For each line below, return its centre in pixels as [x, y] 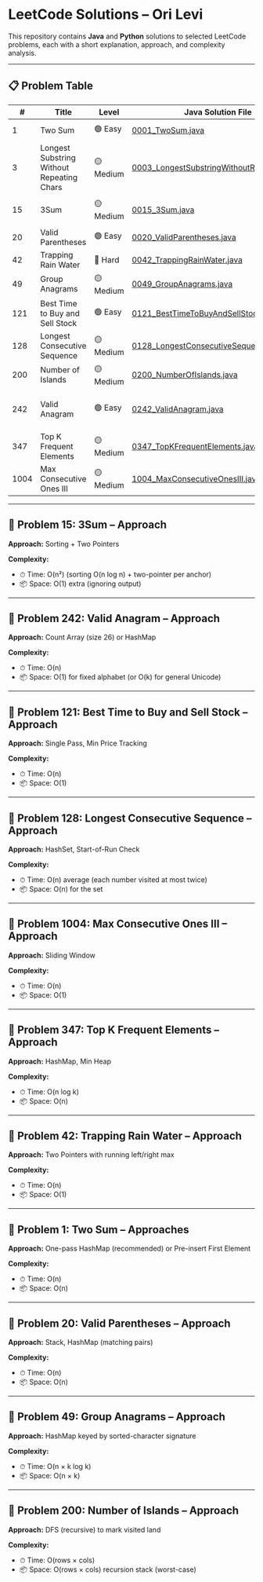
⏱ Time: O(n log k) [49, 1091]
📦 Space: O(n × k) [50, 1475]
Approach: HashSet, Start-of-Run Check [74, 849]
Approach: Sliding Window [52, 955]
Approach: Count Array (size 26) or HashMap [82, 637]
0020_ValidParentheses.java [184, 237]
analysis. [22, 53]
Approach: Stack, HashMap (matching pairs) [81, 1342]
